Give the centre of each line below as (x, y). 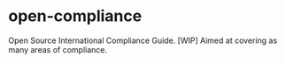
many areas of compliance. (58, 49)
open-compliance (75, 16)
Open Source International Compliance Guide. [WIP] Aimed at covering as (143, 40)
